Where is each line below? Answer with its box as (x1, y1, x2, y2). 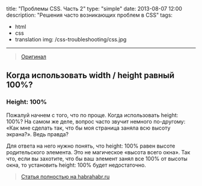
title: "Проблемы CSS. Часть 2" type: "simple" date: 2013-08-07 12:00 (6, 5, 182, 12)
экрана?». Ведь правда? (6, 130, 69, 137)
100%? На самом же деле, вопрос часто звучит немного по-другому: (6, 118, 186, 125)
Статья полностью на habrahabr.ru (20, 173, 110, 180)
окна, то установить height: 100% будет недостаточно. (6, 161, 146, 169)
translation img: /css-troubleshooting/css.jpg (14, 36, 127, 43)
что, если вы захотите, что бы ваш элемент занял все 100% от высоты (6, 155, 188, 162)
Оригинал (20, 53, 47, 60)
